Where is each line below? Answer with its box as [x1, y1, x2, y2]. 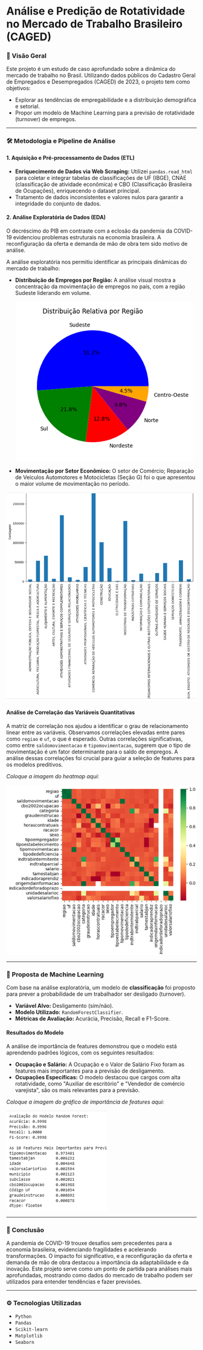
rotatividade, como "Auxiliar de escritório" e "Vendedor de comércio [14, 1080, 185, 1087]
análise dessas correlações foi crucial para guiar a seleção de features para [6, 754, 195, 761]
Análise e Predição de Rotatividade [6, 4, 185, 18]
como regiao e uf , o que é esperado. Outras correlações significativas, [6, 735, 183, 743]
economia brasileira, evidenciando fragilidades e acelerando [6, 1246, 157, 1253]
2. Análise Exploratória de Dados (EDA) [6, 214, 106, 221]
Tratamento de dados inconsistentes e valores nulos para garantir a [14, 193, 184, 200]
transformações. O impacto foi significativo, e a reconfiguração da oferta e [6, 1252, 193, 1259]
